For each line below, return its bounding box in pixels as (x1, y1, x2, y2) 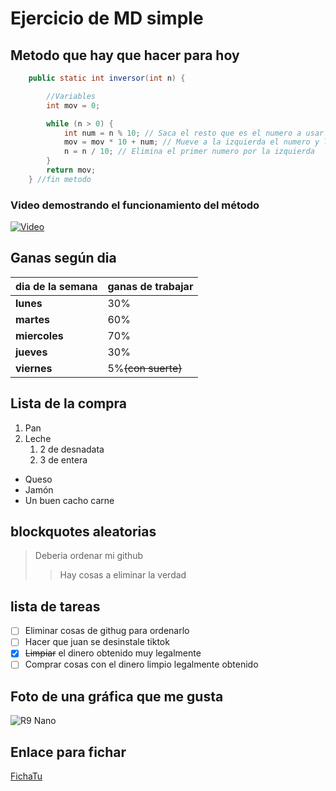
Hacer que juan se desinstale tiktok (24, 636, 170, 648)
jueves (15, 345, 48, 359)
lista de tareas (10, 598, 101, 615)
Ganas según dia (10, 250, 117, 267)
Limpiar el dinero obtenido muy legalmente (24, 647, 202, 659)
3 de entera (39, 453, 88, 466)
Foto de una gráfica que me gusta (10, 688, 224, 705)
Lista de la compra (10, 395, 127, 412)
